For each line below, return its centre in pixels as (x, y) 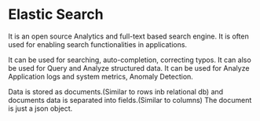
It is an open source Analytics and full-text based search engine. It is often (128, 36)
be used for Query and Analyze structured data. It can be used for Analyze (129, 68)
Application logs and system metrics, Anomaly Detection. (101, 76)
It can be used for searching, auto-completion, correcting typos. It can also (130, 60)
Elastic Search (56, 15)
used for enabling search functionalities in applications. (97, 44)
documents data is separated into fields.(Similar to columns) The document (130, 100)
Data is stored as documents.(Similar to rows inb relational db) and (116, 91)
